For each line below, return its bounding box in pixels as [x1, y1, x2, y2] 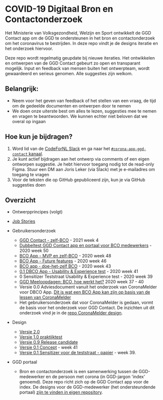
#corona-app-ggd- [111, 147, 146, 151]
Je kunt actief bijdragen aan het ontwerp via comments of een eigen [12, 156, 150, 162]
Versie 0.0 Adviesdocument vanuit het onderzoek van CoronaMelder [19, 284, 157, 290]
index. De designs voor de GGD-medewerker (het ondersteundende [19, 384, 156, 390]
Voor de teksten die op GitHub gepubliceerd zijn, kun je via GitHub [12, 177, 145, 183]
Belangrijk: [5, 84, 39, 93]
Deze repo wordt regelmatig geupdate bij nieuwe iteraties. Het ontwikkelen [5, 55, 155, 61]
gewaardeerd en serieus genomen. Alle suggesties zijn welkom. [5, 70, 133, 76]
